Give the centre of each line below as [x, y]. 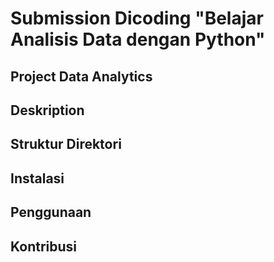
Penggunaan [51, 212]
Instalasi [37, 178]
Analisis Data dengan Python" [138, 39]
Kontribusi [44, 246]
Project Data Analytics [81, 76]
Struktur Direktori [66, 144]
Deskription [47, 110]
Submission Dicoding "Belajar [137, 18]
